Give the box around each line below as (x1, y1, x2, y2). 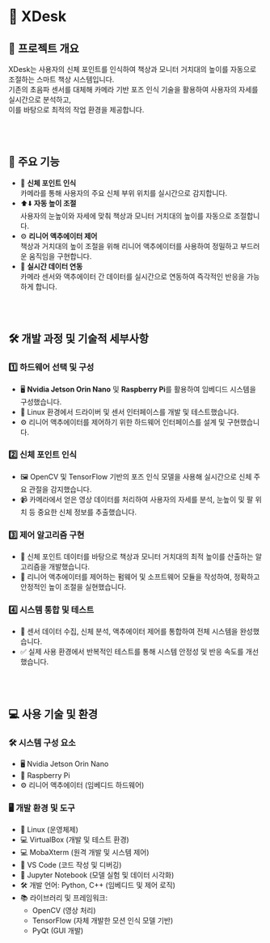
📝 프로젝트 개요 (8, 41, 79, 55)
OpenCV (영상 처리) (32, 906, 96, 916)
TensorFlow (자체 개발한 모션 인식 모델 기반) (32, 916, 174, 925)
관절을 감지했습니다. (28, 484, 92, 494)
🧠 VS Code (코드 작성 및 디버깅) (19, 861, 122, 870)
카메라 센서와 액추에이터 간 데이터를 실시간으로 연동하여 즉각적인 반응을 (19, 271, 245, 281)
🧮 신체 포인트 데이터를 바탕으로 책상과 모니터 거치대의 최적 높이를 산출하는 (19, 552, 254, 561)
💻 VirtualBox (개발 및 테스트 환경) (19, 835, 129, 844)
